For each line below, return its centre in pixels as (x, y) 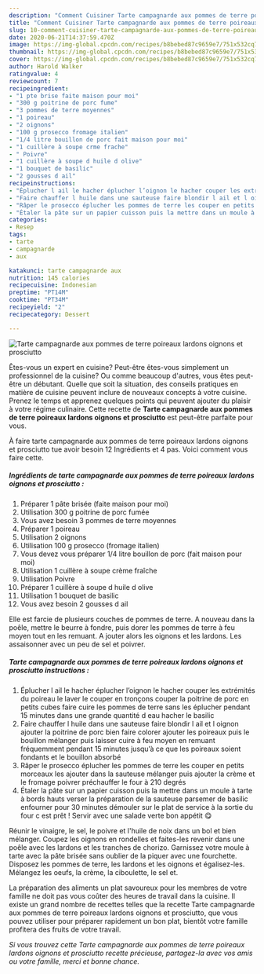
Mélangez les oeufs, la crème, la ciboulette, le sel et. (94, 872)
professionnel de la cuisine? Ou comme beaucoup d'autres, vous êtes (121, 375)
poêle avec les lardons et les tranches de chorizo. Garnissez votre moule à (129, 847)
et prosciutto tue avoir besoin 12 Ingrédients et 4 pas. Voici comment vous (128, 449)
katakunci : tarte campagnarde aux (65, 271)
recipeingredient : (39, 88)
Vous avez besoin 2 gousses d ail (74, 604)
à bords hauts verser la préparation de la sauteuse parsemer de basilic (134, 799)
